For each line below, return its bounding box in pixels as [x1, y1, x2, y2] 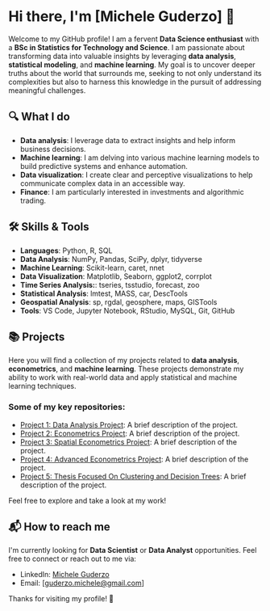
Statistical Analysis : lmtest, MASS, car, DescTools [19, 289, 188, 298]
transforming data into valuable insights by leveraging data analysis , [8, 51, 236, 61]
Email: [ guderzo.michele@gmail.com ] [19, 578, 145, 588]
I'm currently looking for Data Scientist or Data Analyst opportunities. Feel [8, 546, 257, 555]
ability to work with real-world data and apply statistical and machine [8, 373, 238, 382]
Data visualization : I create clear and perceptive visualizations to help [19, 170, 253, 179]
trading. [19, 196, 47, 205]
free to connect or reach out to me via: [8, 554, 137, 564]
